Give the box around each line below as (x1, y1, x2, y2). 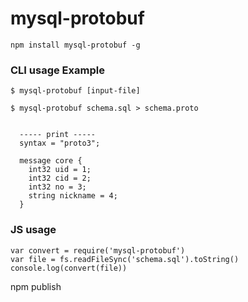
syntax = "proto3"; (19, 138, 101, 149)
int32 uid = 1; (28, 165, 92, 175)
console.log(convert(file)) (10, 263, 128, 273)
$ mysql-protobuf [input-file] (10, 86, 141, 96)
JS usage (10, 223, 57, 237)
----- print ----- (19, 130, 97, 140)
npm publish (10, 280, 62, 292)
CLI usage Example (10, 63, 105, 77)
